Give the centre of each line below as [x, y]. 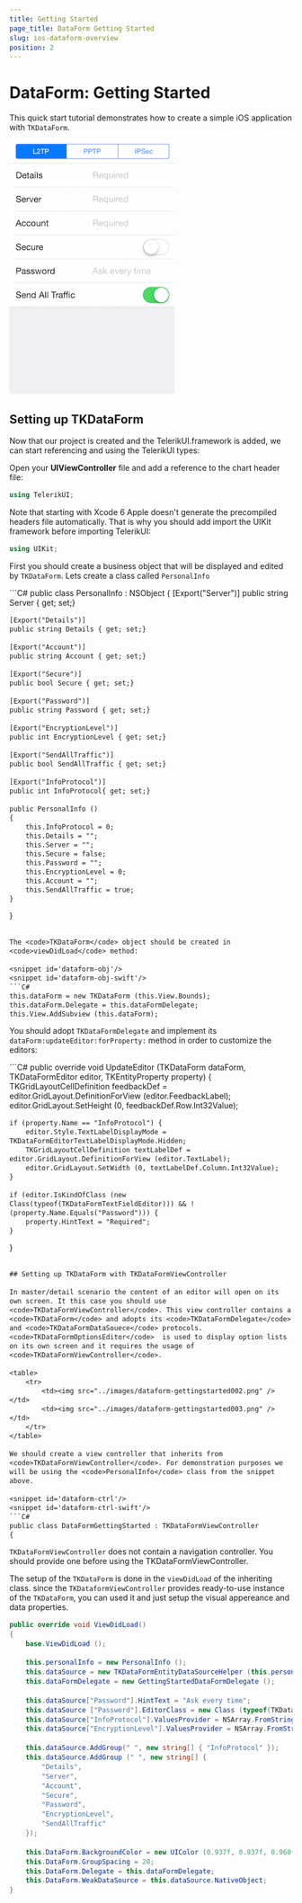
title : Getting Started [54, 19]
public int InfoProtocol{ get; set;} [80, 791]
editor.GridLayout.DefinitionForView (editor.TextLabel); [120, 1159]
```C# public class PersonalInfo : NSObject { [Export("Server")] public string [149, 592]
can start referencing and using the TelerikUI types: [105, 450]
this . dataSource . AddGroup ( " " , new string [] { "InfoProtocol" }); [152, 1748]
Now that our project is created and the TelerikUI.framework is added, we [145, 441]
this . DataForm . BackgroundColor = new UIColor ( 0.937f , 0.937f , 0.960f [160, 1852]
